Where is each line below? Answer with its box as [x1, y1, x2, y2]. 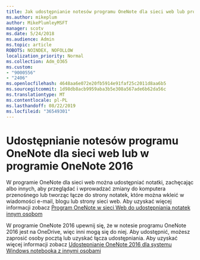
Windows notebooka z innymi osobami [6, 248, 101, 255]
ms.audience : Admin [6, 36, 55, 42]
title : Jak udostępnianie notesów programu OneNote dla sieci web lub [6, 8, 185, 15]
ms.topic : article [6, 42, 52, 48]
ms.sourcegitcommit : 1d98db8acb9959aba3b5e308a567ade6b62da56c [6, 86, 167, 92]
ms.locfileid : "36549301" [6, 108, 70, 114]
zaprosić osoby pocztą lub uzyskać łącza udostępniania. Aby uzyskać [6, 234, 178, 242]
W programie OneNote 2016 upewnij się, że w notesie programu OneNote [6, 222, 186, 229]
